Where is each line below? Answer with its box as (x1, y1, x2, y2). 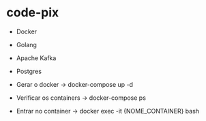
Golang (16, 40, 37, 49)
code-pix (6, 5, 59, 21)
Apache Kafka (16, 53, 57, 62)
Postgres (16, 67, 42, 75)
